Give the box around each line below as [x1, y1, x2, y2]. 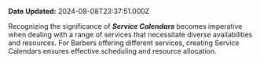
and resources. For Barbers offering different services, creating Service [8, 38, 240, 47]
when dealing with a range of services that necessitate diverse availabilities [8, 30, 253, 39]
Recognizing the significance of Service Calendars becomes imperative [8, 22, 243, 30]
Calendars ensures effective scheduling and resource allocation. [8, 47, 217, 55]
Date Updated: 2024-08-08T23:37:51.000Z [8, 7, 150, 16]
